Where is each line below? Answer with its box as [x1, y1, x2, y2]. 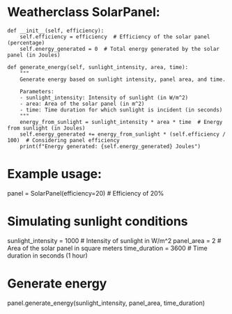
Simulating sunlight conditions [7, 214, 188, 230]
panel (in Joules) [7, 52, 61, 58]
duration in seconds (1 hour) [7, 251, 88, 260]
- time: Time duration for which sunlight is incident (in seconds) [20, 106, 223, 113]
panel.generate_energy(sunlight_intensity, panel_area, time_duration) [7, 299, 206, 307]
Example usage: [7, 166, 102, 182]
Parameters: [20, 88, 54, 95]
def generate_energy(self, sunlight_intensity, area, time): [7, 63, 189, 70]
